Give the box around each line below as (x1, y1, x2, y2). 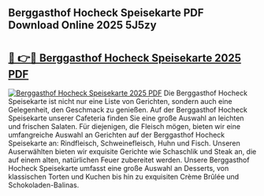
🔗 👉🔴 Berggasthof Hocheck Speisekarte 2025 (8, 51, 242, 65)
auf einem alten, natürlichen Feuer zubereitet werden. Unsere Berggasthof (8, 155, 250, 165)
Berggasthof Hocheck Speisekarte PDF (8, 6, 204, 20)
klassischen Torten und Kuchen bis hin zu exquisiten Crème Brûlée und (8, 172, 240, 181)
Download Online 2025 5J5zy (8, 19, 157, 32)
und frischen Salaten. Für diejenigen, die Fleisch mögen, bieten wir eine (8, 122, 241, 131)
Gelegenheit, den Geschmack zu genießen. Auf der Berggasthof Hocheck (8, 105, 248, 114)
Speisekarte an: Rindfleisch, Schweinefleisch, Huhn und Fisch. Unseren (8, 139, 240, 148)
